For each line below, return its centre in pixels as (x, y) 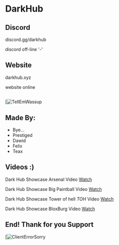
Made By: (21, 117)
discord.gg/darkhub (26, 39)
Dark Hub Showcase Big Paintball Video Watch (53, 189)
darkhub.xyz (18, 77)
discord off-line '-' (24, 49)
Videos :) (20, 167)
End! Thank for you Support (49, 225)
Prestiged (22, 135)
